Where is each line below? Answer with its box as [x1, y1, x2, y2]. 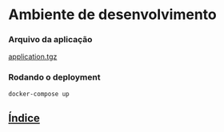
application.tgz [8, 52, 58, 61]
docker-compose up [8, 90, 70, 98]
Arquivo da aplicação [8, 34, 93, 45]
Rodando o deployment [8, 72, 101, 83]
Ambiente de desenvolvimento [8, 6, 218, 24]
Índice [8, 111, 40, 125]
